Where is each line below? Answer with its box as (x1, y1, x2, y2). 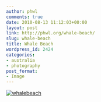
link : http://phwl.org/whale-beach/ (6, 30, 95, 36)
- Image (6, 73, 25, 79)
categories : (6, 52, 35, 58)
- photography (6, 62, 41, 69)
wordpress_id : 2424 (6, 47, 54, 52)
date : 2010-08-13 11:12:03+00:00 (6, 19, 88, 25)
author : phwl (6, 8, 38, 15)
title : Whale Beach (6, 41, 54, 47)
